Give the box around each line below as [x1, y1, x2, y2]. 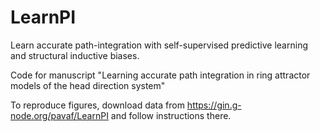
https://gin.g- [186, 99, 242, 111]
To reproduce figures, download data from [10, 99, 185, 111]
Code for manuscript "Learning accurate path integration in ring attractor [10, 69, 311, 81]
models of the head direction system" [10, 79, 166, 91]
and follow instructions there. [110, 109, 232, 121]
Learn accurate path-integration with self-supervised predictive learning [10, 39, 308, 51]
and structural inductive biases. [10, 49, 140, 61]
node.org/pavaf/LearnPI [10, 109, 109, 121]
